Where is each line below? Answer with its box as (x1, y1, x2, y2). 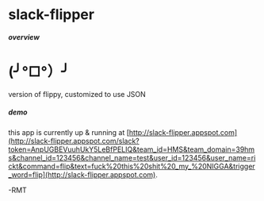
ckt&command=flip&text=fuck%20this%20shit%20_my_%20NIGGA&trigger (8, 161, 255, 171)
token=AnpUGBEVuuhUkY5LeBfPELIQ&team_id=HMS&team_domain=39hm (8, 145, 255, 154)
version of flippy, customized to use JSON (8, 89, 147, 99)
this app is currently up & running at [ (8, 127, 129, 137)
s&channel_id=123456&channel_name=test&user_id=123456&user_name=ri (8, 153, 256, 162)
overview (8, 32, 40, 41)
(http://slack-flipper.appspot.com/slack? (8, 136, 140, 145)
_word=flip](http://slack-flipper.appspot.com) (8, 169, 156, 180)
